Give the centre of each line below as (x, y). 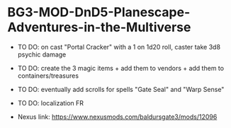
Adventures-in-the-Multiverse (99, 27)
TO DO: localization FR (50, 103)
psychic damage (42, 54)
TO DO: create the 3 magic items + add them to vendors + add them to (121, 68)
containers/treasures (48, 76)
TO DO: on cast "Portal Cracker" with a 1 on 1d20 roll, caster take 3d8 (119, 47)
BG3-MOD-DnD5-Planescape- (99, 12)
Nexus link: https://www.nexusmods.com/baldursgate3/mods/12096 (117, 117)
